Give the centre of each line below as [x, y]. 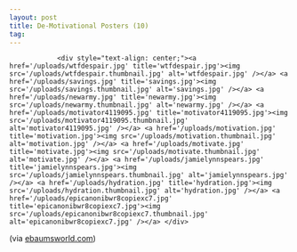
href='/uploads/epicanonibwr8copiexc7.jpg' [91, 199]
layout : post [33, 17]
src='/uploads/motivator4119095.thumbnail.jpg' [99, 121]
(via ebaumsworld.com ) [52, 239]
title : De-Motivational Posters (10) [79, 26]
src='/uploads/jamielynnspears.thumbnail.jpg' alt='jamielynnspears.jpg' [149, 175]
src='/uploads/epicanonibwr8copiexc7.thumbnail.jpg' [109, 215]
